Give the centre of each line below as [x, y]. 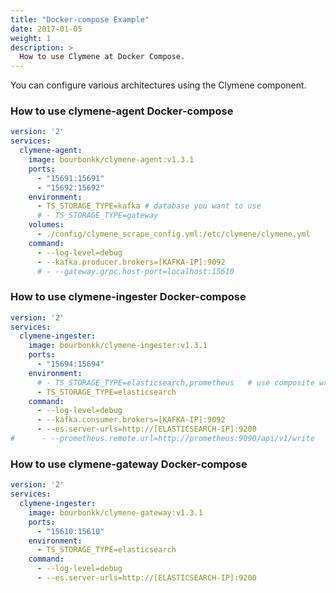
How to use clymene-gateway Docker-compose [129, 464]
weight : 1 [31, 38]
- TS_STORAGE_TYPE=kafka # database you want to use [149, 206]
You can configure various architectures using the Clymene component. [158, 85]
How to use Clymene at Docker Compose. [102, 57]
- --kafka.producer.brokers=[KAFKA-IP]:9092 [131, 262]
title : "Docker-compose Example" [80, 19]
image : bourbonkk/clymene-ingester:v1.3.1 [118, 346]
